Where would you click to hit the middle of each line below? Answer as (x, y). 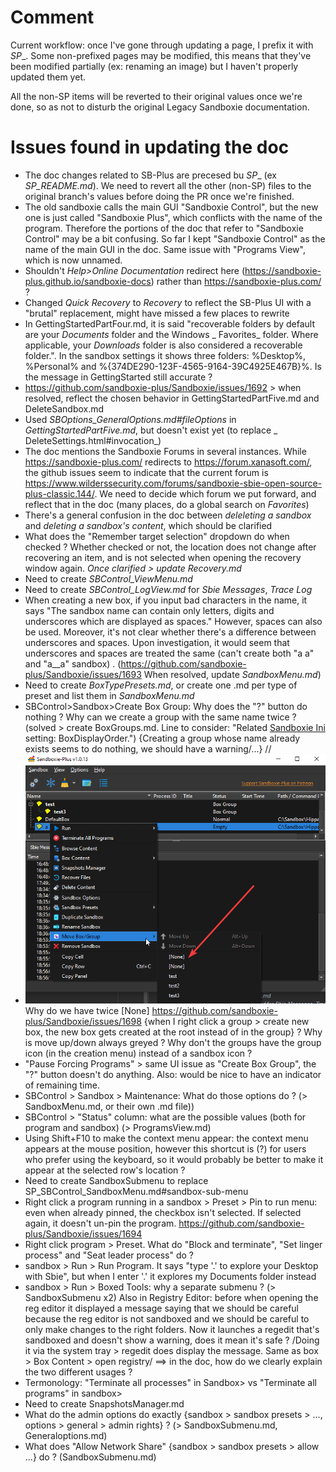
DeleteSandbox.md (64, 408)
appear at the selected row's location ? (105, 1170)
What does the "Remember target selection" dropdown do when (157, 536)
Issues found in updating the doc (150, 147)
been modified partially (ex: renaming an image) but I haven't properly (154, 66)
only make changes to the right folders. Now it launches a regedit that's (172, 1330)
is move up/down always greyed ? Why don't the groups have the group (173, 1043)
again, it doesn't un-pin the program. (100, 1223)
